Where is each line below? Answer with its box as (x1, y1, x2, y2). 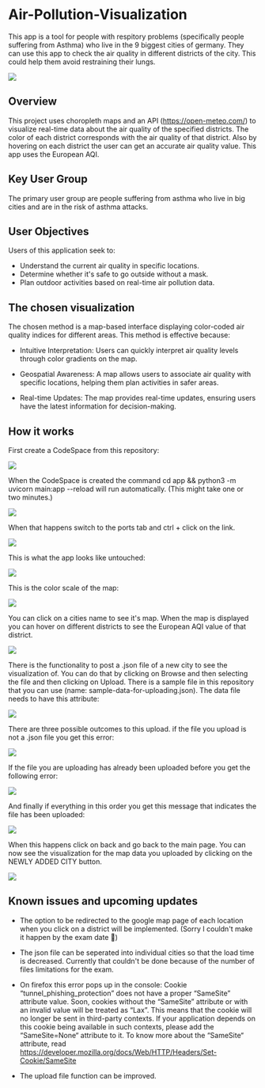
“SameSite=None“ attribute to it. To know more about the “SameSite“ (19, 1030, 244, 1040)
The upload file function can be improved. (19, 1071, 157, 1080)
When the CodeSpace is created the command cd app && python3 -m (8, 476, 237, 485)
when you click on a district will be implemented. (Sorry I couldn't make (19, 924, 253, 934)
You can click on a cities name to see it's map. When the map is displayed (8, 614, 249, 622)
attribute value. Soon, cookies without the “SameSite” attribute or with (19, 996, 248, 1006)
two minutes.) (8, 493, 53, 502)
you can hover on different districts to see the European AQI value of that (8, 622, 247, 631)
